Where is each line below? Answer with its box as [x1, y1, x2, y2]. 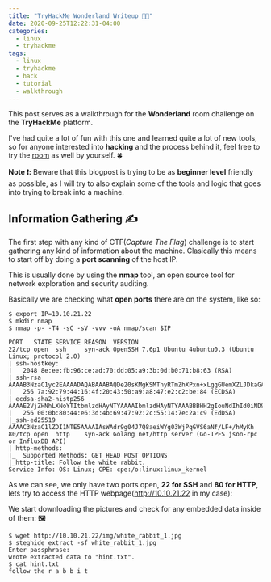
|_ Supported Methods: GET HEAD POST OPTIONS [8, 452, 168, 460]
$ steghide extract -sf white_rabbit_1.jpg [8, 539, 157, 547]
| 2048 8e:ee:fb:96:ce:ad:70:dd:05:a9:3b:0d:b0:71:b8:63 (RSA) [8, 367, 232, 375]
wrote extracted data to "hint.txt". [8, 553, 135, 562]
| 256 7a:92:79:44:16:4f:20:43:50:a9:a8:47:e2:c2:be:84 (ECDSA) [8, 388, 236, 396]
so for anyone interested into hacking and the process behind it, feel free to [8, 142, 261, 152]
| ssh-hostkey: [8, 360, 60, 368]
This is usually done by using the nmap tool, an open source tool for [8, 270, 236, 280]
